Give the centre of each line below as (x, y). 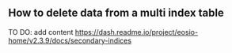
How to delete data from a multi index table (116, 13)
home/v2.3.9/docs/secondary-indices (70, 40)
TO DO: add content (41, 32)
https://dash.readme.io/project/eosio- (137, 32)
